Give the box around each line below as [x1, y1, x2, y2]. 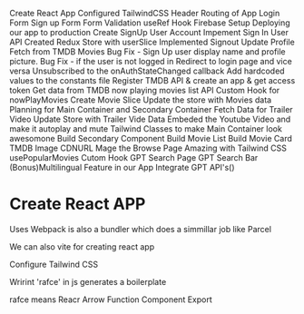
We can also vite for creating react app [9, 240, 155, 252]
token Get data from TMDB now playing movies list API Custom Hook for [9, 85, 280, 95]
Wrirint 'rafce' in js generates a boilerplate [9, 276, 167, 287]
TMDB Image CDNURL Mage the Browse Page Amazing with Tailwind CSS [9, 142, 288, 153]
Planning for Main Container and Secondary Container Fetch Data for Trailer [9, 104, 293, 114]
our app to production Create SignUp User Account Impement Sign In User [9, 27, 289, 37]
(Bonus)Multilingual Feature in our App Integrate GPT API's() [9, 162, 235, 172]
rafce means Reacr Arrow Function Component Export [9, 294, 212, 305]
